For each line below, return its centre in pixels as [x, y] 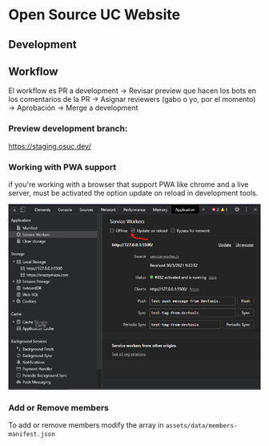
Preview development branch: [68, 128]
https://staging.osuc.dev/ [50, 146]
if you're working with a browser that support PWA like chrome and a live [128, 184]
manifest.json [32, 435]
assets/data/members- [201, 426]
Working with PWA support [62, 167]
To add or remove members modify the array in [86, 425]
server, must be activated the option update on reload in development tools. [133, 193]
